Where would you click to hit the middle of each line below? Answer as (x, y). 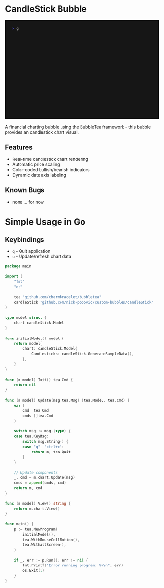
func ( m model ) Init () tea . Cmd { (39, 380)
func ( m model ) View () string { (38, 503)
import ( (14, 277)
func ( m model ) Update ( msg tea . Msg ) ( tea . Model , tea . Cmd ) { (68, 400)
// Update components (36, 473)
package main (18, 266)
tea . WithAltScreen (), (45, 545)
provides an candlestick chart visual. (42, 132)
